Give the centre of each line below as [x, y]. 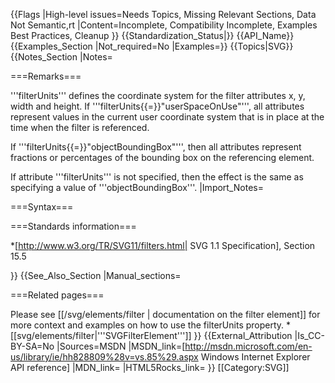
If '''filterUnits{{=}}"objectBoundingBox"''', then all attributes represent [156, 147]
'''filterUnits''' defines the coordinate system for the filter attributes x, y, [158, 95]
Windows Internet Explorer [255, 357]
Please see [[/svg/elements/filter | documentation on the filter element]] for [165, 314]
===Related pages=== [57, 295]
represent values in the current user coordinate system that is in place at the [167, 117]
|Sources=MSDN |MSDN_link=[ [121, 346]
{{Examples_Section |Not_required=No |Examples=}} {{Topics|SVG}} [152, 46]
